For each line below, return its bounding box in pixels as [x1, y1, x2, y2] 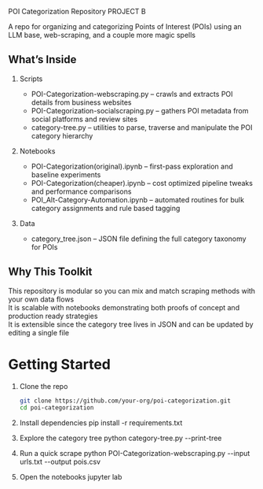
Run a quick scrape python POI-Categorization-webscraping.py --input [19, 449, 250, 458]
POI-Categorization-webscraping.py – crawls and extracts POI [31, 89, 233, 98]
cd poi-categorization [19, 404, 94, 412]
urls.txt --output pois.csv [19, 457, 100, 467]
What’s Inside [8, 53, 77, 66]
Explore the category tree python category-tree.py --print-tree [19, 433, 222, 443]
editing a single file [8, 328, 69, 337]
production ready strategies [8, 311, 98, 320]
